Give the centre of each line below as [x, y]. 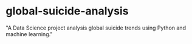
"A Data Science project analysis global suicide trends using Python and [96, 28]
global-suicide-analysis [67, 11]
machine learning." [29, 34]
